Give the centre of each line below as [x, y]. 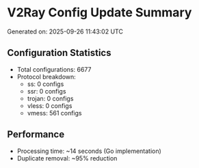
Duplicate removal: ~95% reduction [67, 158]
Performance [36, 135]
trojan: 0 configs [50, 98]
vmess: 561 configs [54, 113]
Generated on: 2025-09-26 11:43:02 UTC [65, 31]
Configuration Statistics [59, 53]
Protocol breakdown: [47, 76]
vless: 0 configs [50, 106]
